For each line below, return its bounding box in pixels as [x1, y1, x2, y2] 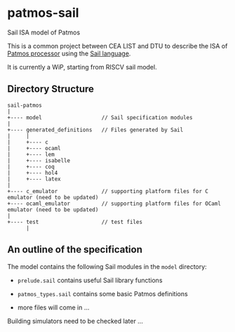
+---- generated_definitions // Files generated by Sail [7, 126, 184, 133]
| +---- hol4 [7, 169, 58, 176]
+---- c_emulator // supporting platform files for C [7, 187, 209, 194]
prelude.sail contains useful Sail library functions [17, 276, 163, 284]
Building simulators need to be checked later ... [7, 317, 144, 325]
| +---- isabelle [7, 157, 71, 164]
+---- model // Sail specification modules [7, 114, 193, 121]
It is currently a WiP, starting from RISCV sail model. [7, 62, 157, 71]
